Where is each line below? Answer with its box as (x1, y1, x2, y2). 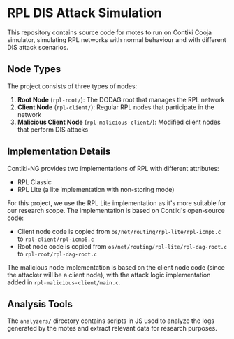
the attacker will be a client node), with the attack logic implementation (7, 270, 211, 279)
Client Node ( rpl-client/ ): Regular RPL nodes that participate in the (17, 103, 214, 111)
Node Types (7, 63, 61, 75)
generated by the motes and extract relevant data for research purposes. (7, 324, 218, 333)
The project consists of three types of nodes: (7, 82, 138, 90)
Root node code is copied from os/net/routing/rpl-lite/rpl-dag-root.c (17, 242, 227, 250)
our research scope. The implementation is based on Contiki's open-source (7, 206, 225, 214)
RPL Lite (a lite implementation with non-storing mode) (17, 185, 175, 193)
